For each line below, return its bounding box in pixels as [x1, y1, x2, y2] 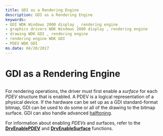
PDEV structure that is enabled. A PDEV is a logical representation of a [5, 93, 154, 100]
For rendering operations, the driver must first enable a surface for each [5, 88, 158, 94]
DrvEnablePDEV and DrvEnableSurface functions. [5, 125, 113, 131]
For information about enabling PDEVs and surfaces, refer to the [5, 120, 141, 126]
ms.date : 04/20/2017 [5, 46, 50, 51]
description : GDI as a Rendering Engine [5, 12, 93, 17]
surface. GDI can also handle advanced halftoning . [5, 110, 112, 116]
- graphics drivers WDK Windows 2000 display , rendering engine [5, 27, 148, 32]
